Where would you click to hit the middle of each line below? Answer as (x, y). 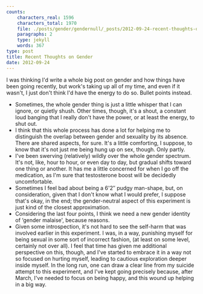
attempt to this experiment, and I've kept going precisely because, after (104, 271)
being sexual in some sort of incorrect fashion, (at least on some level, (102, 239)
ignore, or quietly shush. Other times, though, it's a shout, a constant (100, 111)
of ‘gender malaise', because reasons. (62, 220)
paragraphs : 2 (35, 34)
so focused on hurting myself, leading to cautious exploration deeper (101, 258)
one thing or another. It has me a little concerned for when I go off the (102, 168)
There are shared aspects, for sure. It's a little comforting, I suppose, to (104, 143)
